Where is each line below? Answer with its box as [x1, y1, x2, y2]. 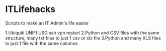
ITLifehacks [5, 3, 56, 15]
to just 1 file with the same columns [5, 40, 78, 46]
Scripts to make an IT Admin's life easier [5, 20, 89, 26]
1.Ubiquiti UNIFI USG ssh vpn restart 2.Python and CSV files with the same [5, 29, 159, 35]
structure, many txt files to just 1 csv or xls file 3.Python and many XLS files [5, 35, 161, 41]
